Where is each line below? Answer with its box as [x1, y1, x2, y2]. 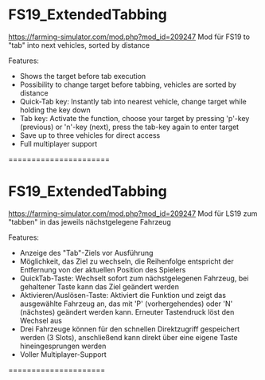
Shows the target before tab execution [19, 71, 146, 80]
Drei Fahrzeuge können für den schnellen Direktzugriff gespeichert [19, 324, 240, 334]
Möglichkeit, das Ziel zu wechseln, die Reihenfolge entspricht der [19, 257, 234, 266]
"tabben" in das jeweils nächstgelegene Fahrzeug [8, 217, 171, 226]
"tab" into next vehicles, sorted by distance [8, 40, 150, 49]
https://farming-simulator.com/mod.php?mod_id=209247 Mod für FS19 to [8, 32, 251, 41]
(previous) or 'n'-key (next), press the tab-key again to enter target [19, 122, 240, 131]
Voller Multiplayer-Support [19, 349, 107, 359]
